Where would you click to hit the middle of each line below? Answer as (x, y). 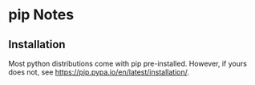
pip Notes (41, 15)
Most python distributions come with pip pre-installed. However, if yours (127, 63)
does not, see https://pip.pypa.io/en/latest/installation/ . (99, 72)
